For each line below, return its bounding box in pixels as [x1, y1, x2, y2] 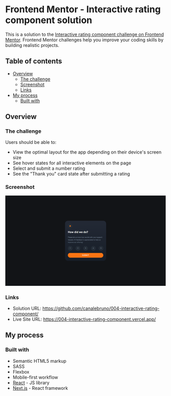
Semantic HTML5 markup [12, 358, 67, 364]
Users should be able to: [5, 139, 57, 145]
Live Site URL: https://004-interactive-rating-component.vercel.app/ [12, 316, 156, 323]
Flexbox [12, 368, 30, 375]
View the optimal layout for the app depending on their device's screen [12, 149, 162, 155]
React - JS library [12, 379, 50, 386]
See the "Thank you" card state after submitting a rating [12, 171, 130, 177]
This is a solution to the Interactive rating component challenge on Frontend [5, 31, 164, 37]
